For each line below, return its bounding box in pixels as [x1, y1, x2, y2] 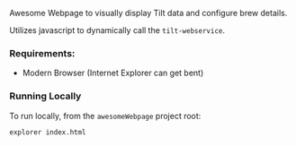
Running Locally [9, 90, 82, 102]
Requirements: [9, 47, 76, 59]
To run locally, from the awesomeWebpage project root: [9, 110, 202, 121]
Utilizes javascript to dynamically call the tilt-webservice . [9, 25, 226, 35]
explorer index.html [9, 127, 87, 137]
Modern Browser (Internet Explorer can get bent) [22, 67, 204, 79]
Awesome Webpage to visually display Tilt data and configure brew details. [9, 8, 288, 18]
